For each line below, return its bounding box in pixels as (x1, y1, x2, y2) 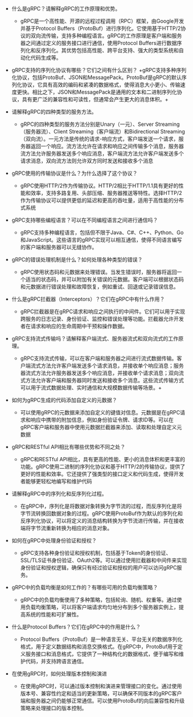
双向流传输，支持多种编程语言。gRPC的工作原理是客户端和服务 (30, 32, 183, 39)
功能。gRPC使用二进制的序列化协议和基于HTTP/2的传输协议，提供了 (20, 463, 185, 470)
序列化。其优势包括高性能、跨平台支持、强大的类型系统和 (40, 47, 179, 54)
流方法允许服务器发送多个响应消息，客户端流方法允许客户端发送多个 (20, 150, 184, 157)
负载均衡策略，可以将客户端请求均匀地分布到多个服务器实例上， (25, 603, 179, 610)
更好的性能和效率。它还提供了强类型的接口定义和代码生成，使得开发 (20, 471, 184, 477)
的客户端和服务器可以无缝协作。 (20, 243, 97, 251)
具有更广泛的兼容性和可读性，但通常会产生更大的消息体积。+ (22, 96, 169, 102)
